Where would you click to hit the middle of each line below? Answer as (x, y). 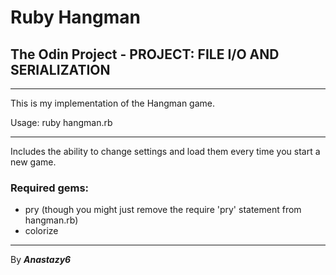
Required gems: (50, 188)
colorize (41, 231)
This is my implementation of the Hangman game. (113, 103)
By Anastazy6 (41, 260)
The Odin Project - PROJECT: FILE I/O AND (145, 54)
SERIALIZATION (60, 69)
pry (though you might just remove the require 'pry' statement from (163, 210)
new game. (33, 162)
